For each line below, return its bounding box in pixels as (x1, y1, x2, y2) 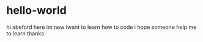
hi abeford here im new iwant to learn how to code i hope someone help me (6, 23, 197, 31)
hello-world (6, 4, 67, 17)
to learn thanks (6, 29, 45, 37)
